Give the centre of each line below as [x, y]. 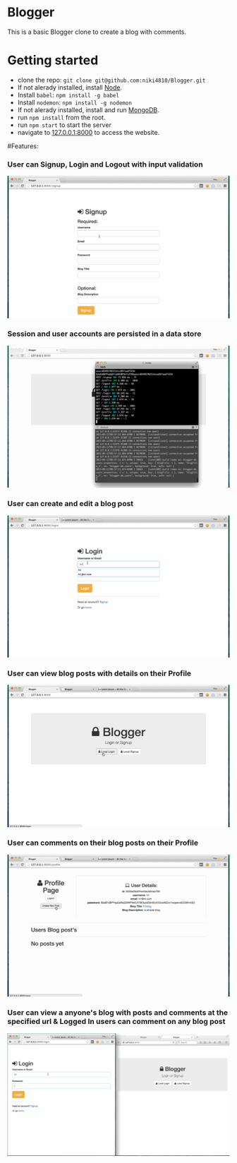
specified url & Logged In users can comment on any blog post [116, 1022]
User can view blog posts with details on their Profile [99, 673]
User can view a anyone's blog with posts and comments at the [118, 1013]
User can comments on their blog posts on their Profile [103, 843]
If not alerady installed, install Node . [69, 87]
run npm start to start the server [64, 125]
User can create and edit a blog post [71, 504]
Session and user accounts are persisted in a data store [104, 334]
